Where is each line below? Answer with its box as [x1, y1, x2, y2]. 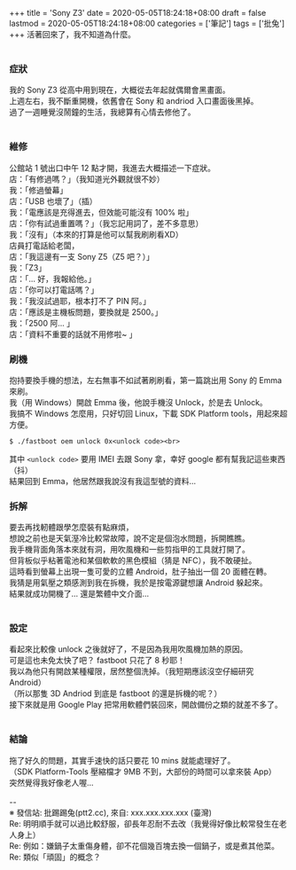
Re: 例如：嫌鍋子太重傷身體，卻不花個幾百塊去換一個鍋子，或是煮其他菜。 [9, 840, 279, 850]
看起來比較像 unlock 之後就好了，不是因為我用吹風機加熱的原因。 [9, 644, 248, 654]
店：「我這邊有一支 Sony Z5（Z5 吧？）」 [9, 251, 155, 262]
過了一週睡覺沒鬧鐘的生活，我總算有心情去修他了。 [9, 106, 196, 118]
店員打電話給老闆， [9, 239, 80, 251]
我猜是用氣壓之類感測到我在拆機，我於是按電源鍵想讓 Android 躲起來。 [9, 577, 268, 588]
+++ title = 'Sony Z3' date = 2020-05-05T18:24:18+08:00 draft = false [9, 8, 267, 18]
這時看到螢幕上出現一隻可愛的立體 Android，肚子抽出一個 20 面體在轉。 [9, 567, 272, 577]
